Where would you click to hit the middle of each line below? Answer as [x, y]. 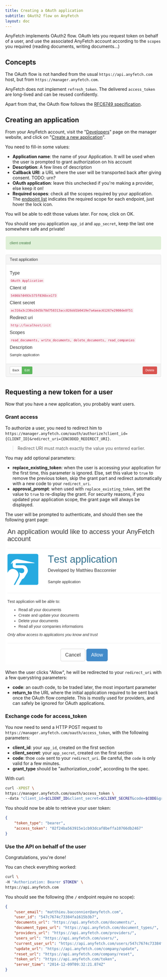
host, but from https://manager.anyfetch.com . [52, 79]
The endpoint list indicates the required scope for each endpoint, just [83, 199]
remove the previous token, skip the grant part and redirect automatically [87, 478]
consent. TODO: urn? [34, 178]
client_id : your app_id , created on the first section [63, 747]
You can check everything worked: [41, 867]
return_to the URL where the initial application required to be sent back [85, 693]
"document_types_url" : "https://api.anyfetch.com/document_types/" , [86, 928]
